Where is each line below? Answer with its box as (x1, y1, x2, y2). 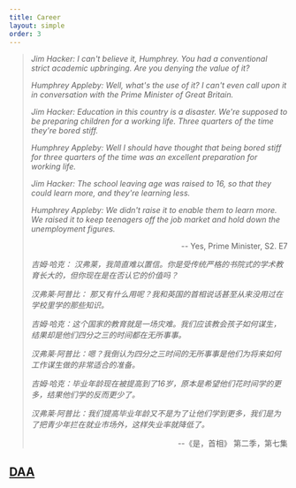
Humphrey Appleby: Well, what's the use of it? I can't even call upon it (30, 80, 287, 91)
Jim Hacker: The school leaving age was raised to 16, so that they (30, 179, 272, 189)
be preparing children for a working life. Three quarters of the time (30, 116, 274, 126)
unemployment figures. (30, 224, 116, 234)
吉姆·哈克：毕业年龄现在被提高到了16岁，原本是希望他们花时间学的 (30, 378, 274, 389)
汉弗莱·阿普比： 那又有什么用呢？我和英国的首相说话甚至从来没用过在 (30, 289, 284, 300)
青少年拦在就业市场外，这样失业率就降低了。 (46, 419, 209, 430)
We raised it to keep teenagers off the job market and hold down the (30, 214, 281, 225)
